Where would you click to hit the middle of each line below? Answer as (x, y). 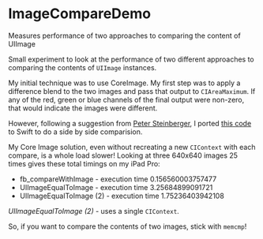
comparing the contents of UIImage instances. (83, 67)
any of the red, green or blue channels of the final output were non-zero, (126, 99)
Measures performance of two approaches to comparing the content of (124, 35)
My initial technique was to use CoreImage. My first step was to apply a (124, 83)
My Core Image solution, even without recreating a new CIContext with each (132, 147)
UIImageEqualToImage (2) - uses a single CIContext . (94, 211)
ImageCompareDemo (80, 14)
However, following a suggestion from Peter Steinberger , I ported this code (130, 123)
